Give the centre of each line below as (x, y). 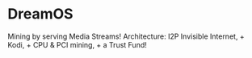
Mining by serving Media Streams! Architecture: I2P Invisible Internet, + (126, 36)
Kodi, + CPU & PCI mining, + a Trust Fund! (77, 44)
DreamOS (40, 14)
